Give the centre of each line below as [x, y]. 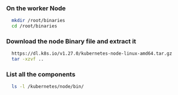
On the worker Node [36, 8]
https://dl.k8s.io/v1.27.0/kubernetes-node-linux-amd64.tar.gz [92, 54]
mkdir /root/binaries [39, 21]
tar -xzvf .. [28, 59]
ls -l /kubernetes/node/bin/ [48, 87]
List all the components [41, 74]
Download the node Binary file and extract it [71, 41]
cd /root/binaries [35, 26]
